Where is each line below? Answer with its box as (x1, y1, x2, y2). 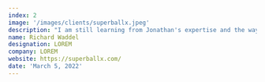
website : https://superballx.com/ (8, 55, 122, 63)
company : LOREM (8, 48, 58, 55)
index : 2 (8, 11, 37, 20)
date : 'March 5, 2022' (8, 62, 83, 70)
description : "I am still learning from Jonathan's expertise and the (8, 26, 245, 34)
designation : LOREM (8, 41, 73, 48)
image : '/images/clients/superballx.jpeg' (8, 19, 150, 27)
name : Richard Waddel (8, 33, 80, 41)
